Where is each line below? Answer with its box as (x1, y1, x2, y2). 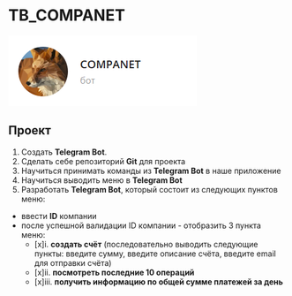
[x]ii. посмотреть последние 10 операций (34, 267, 195, 277)
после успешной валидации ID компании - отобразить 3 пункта (20, 220, 262, 231)
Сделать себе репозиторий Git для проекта (20, 156, 186, 166)
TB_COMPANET (8, 5, 125, 26)
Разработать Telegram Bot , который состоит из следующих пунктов (20, 184, 279, 194)
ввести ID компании (20, 210, 98, 221)
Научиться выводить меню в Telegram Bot (20, 174, 183, 186)
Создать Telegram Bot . (20, 147, 108, 157)
